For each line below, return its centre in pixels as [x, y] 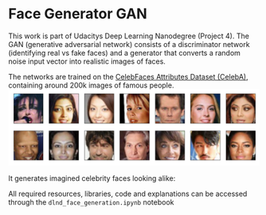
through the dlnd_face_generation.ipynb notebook [91, 202]
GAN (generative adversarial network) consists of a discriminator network [129, 44]
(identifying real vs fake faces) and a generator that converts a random [125, 53]
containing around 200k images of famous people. [91, 85]
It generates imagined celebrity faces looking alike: [92, 178]
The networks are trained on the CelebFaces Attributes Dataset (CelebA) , [128, 76]
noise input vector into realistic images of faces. [87, 61]
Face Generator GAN [78, 14]
